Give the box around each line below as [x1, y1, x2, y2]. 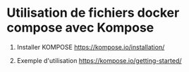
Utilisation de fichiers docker [6, 5, 180, 21]
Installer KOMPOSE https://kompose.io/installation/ [16, 43, 165, 51]
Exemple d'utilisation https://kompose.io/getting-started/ [16, 56, 182, 64]
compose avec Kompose [6, 20, 154, 36]
